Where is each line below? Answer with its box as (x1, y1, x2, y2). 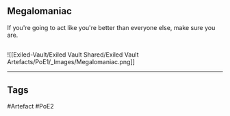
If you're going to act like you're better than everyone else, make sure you (7, 23, 216, 31)
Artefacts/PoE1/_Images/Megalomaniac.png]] (7, 58, 136, 66)
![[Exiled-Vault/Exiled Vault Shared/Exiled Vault (7, 50, 139, 59)
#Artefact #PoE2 (7, 102, 55, 111)
